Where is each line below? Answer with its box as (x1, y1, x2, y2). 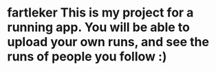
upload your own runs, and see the (7, 34, 210, 50)
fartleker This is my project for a (7, 5, 194, 21)
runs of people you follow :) (7, 49, 167, 65)
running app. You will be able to (7, 19, 191, 35)
